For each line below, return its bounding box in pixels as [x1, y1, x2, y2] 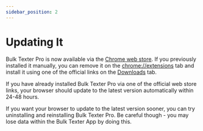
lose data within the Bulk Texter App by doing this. [5, 118, 132, 125]
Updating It [5, 35, 63, 49]
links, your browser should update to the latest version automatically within [5, 87, 194, 94]
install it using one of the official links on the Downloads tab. [5, 68, 157, 76]
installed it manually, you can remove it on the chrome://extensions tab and [5, 62, 194, 69]
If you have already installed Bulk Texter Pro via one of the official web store [5, 80, 197, 87]
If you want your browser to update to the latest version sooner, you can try [5, 105, 196, 112]
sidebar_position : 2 [5, 9, 59, 15]
